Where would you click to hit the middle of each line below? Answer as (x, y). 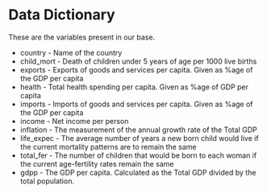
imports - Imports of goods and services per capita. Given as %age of (136, 104)
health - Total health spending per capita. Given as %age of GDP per (134, 87)
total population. (47, 181)
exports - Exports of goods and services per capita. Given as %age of (136, 69)
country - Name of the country (71, 52)
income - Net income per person (74, 121)
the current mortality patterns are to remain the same (108, 147)
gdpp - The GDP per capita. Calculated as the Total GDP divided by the (138, 172)
